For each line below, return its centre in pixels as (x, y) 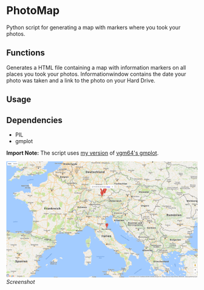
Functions (26, 53)
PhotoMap (33, 11)
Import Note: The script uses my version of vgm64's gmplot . (83, 153)
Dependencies (34, 120)
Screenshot (21, 282)
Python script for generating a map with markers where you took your (93, 27)
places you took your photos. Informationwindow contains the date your (96, 74)
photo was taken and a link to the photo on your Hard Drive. (81, 80)
